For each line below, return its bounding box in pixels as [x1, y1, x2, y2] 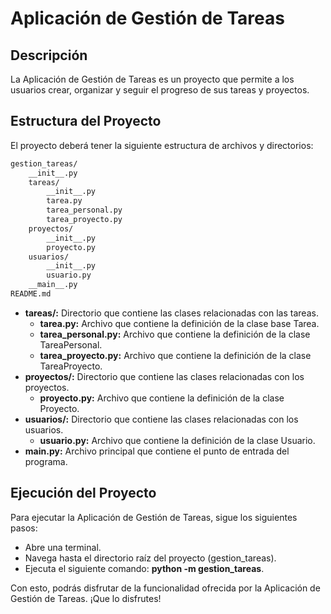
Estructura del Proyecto [10, 113, 162, 130]
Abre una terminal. [24, 541, 102, 553]
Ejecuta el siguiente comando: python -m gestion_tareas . [24, 562, 265, 574]
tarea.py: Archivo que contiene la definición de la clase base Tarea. [39, 317, 320, 329]
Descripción [10, 47, 88, 64]
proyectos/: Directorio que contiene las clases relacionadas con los [24, 370, 305, 382]
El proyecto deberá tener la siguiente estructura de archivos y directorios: [10, 139, 314, 151]
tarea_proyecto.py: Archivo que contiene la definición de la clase [39, 349, 312, 361]
